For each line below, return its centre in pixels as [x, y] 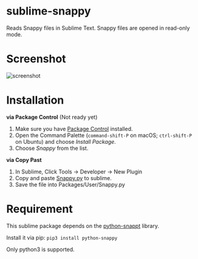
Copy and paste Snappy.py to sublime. [63, 178]
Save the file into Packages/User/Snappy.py [70, 184]
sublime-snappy [49, 11]
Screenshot [36, 59]
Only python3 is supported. [40, 249]
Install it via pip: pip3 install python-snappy [62, 237]
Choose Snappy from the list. [52, 148]
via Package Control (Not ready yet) [52, 117]
